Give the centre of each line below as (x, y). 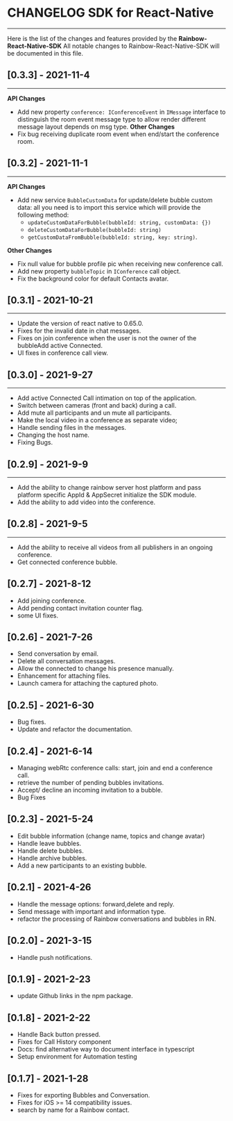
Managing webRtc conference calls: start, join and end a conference (115, 768)
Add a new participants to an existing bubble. (82, 865)
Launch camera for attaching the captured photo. (87, 683)
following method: (43, 215)
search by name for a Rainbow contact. (73, 1110)
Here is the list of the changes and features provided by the (92, 38)
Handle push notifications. (55, 957)
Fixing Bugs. (35, 442)
